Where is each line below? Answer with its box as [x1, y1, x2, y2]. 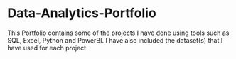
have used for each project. [7, 43, 88, 52]
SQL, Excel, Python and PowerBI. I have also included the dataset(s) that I [7, 36, 223, 44]
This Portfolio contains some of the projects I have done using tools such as [7, 28, 230, 37]
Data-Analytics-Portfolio [7, 5, 156, 21]
